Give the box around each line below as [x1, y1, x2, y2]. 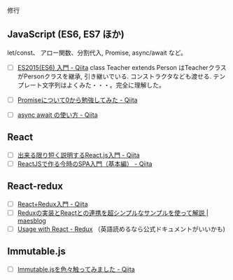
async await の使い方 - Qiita [17, 111, 98, 119]
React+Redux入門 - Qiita [17, 199, 89, 208]
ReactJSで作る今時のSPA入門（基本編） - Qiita [17, 160, 153, 168]
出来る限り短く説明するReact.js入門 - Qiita [17, 150, 140, 159]
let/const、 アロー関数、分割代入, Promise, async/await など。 [7, 48, 188, 57]
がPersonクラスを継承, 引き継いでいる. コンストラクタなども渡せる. [17, 72, 212, 80]
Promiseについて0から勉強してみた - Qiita [17, 95, 138, 104]
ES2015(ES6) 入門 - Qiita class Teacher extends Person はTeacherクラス [17, 63, 227, 71]
